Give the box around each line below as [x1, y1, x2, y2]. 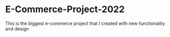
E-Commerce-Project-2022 [5, 4, 125, 15]
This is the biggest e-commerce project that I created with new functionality [5, 20, 165, 26]
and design [5, 25, 29, 31]
